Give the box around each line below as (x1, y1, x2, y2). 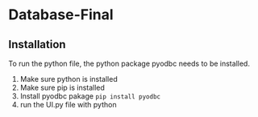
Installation (8, 38, 66, 51)
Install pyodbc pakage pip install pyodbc (19, 91, 161, 101)
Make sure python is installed (19, 75, 119, 83)
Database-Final (8, 6, 114, 24)
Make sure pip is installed (19, 83, 105, 92)
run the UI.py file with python (19, 100, 117, 109)
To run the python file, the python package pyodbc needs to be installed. (8, 58, 250, 68)
